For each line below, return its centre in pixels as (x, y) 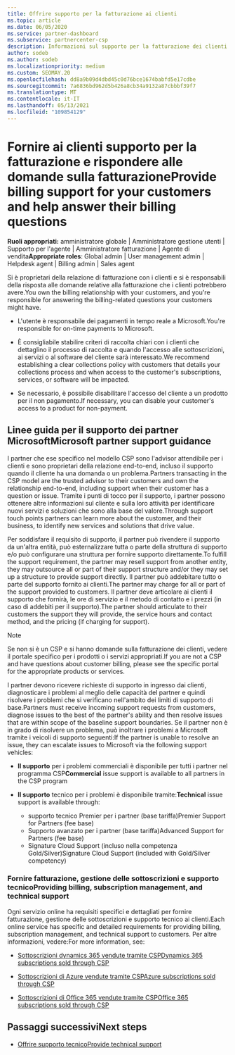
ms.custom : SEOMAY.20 (39, 73)
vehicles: (20, 752)
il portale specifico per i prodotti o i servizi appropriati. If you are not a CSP (115, 656)
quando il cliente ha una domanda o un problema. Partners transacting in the (117, 473)
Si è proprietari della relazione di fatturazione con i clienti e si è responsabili (116, 277)
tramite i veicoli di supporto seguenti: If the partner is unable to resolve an (113, 737)
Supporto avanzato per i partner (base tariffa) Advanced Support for (126, 830)
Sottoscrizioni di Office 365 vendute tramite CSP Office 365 (103, 997)
